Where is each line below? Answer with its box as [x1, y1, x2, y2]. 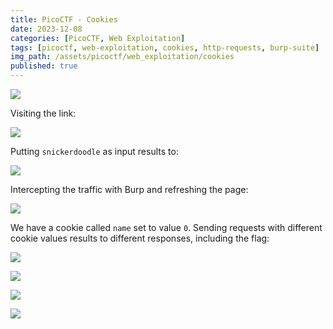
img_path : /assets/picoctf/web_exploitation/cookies [10, 52, 235, 62]
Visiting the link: [10, 107, 77, 119]
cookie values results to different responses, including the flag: [10, 232, 270, 244]
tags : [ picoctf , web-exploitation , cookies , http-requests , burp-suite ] [10, 42, 320, 53]
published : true [10, 61, 78, 71]
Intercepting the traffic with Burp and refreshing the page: [10, 184, 249, 195]
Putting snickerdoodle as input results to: [10, 146, 179, 157]
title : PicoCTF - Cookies [10, 14, 118, 25]
